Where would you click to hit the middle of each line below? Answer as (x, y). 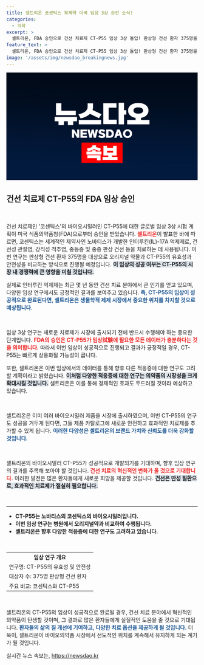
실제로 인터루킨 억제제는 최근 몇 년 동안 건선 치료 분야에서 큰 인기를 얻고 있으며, (100, 285)
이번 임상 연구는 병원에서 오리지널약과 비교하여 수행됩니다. (83, 524)
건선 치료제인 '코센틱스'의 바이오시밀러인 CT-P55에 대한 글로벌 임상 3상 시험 (97, 226)
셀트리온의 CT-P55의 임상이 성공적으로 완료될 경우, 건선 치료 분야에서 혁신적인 (99, 612)
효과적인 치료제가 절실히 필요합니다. (56, 486)
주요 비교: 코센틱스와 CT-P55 (44, 586)
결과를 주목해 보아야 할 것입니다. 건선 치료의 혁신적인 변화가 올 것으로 (93, 470)
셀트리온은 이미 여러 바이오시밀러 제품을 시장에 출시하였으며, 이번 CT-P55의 (96, 416)
